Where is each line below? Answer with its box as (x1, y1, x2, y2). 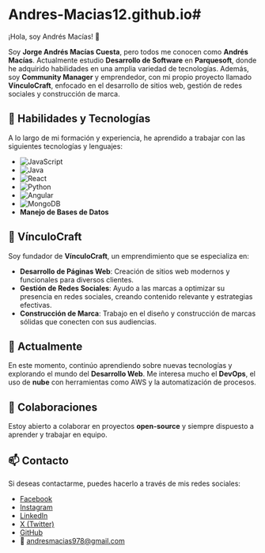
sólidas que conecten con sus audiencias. (19, 316, 157, 326)
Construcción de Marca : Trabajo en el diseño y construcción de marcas (19, 309, 256, 318)
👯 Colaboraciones (8, 400, 97, 414)
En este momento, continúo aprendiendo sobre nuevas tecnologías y (8, 361, 233, 370)
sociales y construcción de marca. (8, 89, 120, 98)
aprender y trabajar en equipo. (8, 430, 108, 440)
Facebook (19, 494, 53, 503)
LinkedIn (19, 511, 48, 520)
